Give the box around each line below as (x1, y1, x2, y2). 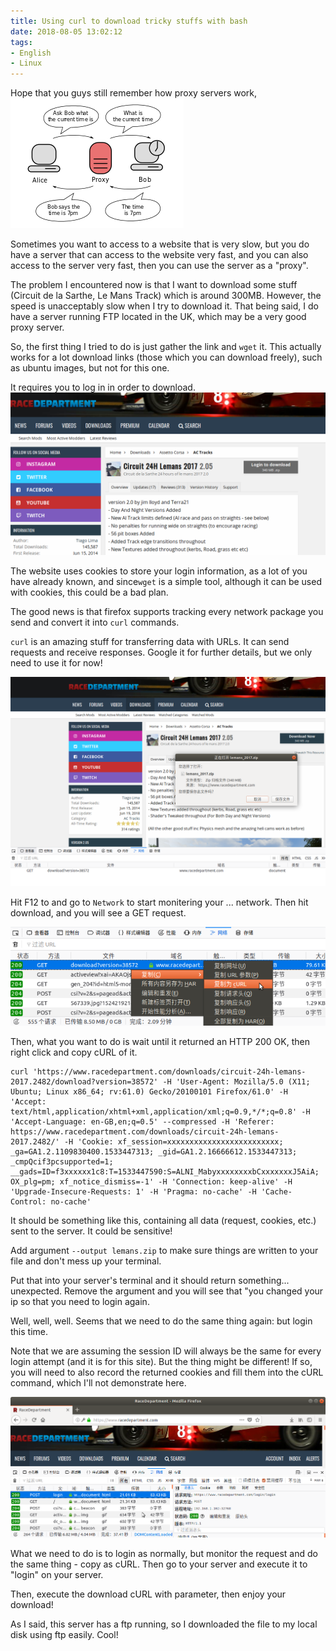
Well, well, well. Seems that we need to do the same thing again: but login (10, 1315, 313, 1327)
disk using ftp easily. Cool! (10, 1629, 119, 1641)
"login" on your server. (10, 1569, 104, 1581)
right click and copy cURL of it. (10, 1046, 138, 1058)
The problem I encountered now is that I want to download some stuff (10, 279, 298, 291)
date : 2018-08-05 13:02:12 (10, 26, 123, 37)
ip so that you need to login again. (10, 1295, 150, 1307)
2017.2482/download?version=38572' (10, 1076, 159, 1087)
